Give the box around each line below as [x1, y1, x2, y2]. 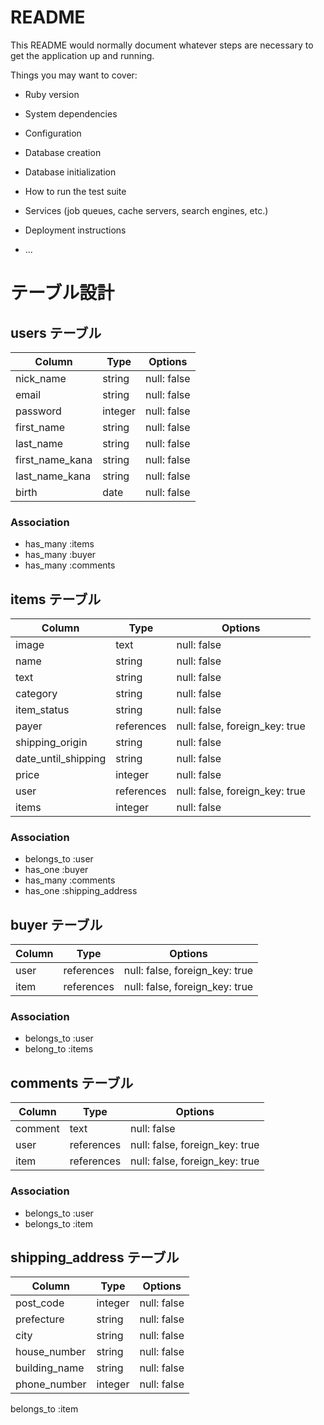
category [15, 687, 58, 701]
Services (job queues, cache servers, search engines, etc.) [24, 204, 269, 216]
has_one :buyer [24, 864, 89, 876]
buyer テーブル [10, 916, 103, 933]
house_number [15, 1345, 87, 1359]
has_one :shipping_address [24, 885, 138, 897]
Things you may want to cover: [10, 69, 138, 81]
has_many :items [24, 538, 95, 550]
